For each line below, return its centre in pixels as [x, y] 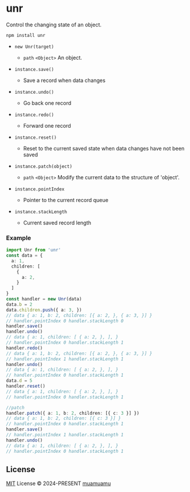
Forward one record [47, 125]
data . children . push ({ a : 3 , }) [44, 310]
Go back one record [47, 103]
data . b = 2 [19, 304]
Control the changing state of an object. [54, 25]
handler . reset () [26, 386]
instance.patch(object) [43, 166]
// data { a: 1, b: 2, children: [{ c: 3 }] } [64, 418]
